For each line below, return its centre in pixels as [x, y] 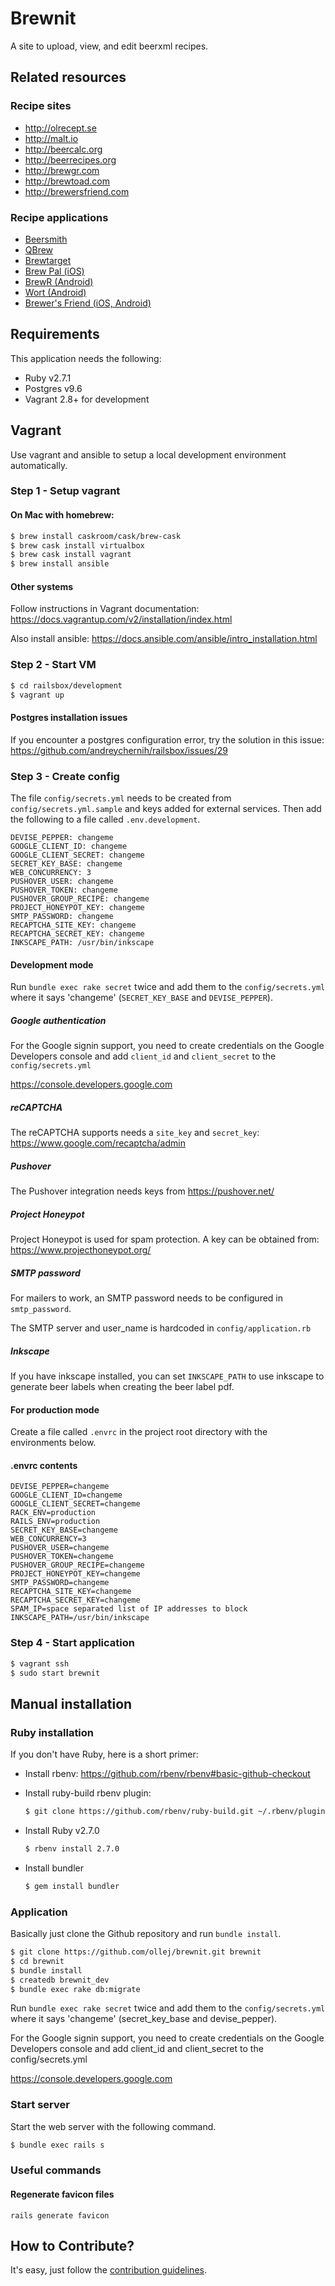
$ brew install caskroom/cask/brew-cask [96, 536]
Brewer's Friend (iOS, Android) [88, 303]
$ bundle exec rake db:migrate [75, 1989]
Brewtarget [48, 260]
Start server [40, 2105]
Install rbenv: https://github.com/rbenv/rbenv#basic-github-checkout [167, 1774]
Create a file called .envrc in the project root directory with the [139, 1432]
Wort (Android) [55, 292]
